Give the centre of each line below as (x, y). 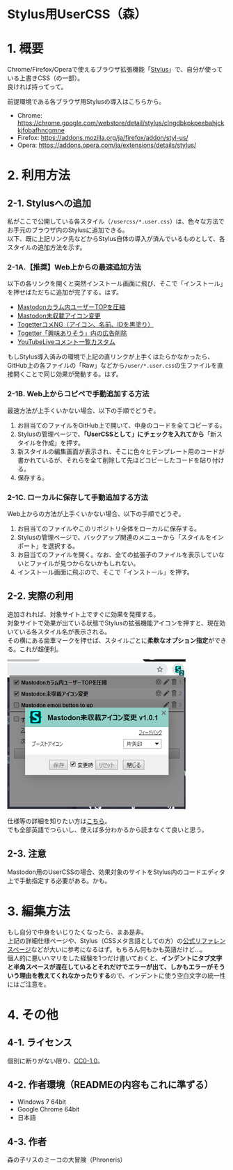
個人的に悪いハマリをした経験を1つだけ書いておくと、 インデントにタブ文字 (115, 958)
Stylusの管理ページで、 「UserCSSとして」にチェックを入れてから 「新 (117, 434)
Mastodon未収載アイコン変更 (59, 316)
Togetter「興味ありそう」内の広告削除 (72, 333)
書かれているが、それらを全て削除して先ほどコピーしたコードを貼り (114, 460)
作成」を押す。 (63, 442)
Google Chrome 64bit (48, 1109)
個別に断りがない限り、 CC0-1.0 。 (56, 1061)
